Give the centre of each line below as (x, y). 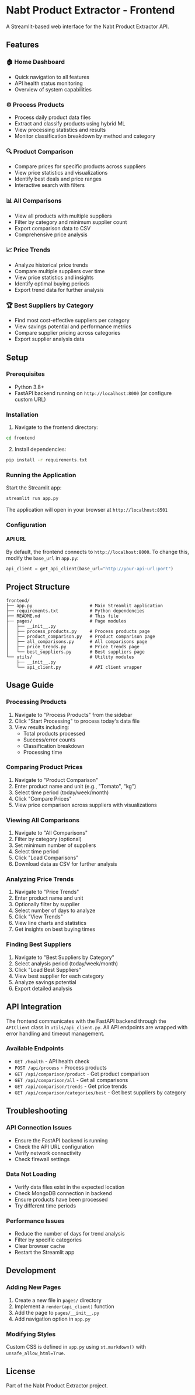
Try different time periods (45, 1206)
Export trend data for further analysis (59, 290)
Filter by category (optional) (48, 839)
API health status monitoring (48, 83)
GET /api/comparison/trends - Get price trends (71, 1086)
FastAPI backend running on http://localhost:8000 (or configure (93, 393)
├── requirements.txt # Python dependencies (75, 611)
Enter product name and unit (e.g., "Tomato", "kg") (75, 786)
